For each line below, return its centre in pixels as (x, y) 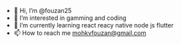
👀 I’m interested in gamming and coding (70, 18)
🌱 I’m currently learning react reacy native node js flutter (94, 25)
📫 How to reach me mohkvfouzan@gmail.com (80, 33)
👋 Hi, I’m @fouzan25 (43, 11)
